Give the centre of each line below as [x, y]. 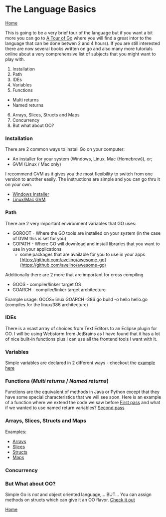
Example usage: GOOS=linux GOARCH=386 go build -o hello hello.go [77, 299]
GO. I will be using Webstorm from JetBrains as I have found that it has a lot [83, 334]
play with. [15, 59]
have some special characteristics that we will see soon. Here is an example [83, 397]
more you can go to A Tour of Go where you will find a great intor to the [79, 38]
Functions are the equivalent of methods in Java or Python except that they [82, 392]
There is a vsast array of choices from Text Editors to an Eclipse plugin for [81, 328]
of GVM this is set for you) [39, 238]
